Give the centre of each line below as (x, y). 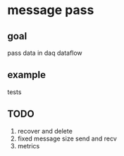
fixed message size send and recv (67, 138)
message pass (51, 10)
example (27, 75)
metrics (29, 145)
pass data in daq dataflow (45, 53)
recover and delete (45, 131)
